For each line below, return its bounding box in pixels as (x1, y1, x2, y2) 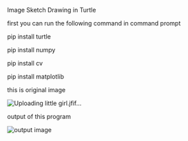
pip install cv (7, 59, 43, 67)
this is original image (7, 86, 66, 94)
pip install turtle (7, 32, 52, 41)
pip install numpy (7, 46, 56, 54)
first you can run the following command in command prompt (7, 19, 181, 27)
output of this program (7, 113, 71, 120)
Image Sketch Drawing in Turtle (7, 6, 96, 14)
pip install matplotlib (7, 72, 64, 80)
